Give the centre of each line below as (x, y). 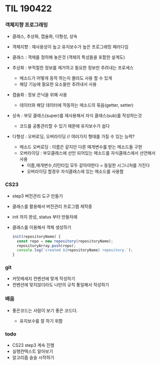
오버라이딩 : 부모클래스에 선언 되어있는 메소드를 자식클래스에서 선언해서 (87, 153)
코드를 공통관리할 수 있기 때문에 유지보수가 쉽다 (65, 126)
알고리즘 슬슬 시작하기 (33, 358)
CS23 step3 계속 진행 (33, 345)
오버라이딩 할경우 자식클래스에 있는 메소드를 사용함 (75, 171)
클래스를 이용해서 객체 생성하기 (42, 227)
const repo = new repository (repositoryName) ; (65, 241)
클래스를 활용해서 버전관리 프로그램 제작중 (52, 206)
